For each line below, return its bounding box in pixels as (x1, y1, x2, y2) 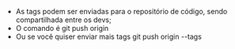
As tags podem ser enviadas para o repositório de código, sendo (15, 7, 228, 16)
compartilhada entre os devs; (15, 15, 112, 24)
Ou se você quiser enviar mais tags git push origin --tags (15, 32, 202, 41)
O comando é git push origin (15, 24, 109, 32)
